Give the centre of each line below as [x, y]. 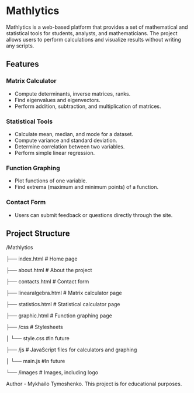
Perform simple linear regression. [55, 153]
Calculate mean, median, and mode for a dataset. [74, 134]
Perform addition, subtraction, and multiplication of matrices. [88, 106]
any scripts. [20, 46]
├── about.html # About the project [49, 270]
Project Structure [38, 233]
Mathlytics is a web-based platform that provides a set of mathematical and [97, 27]
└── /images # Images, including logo [52, 372]
